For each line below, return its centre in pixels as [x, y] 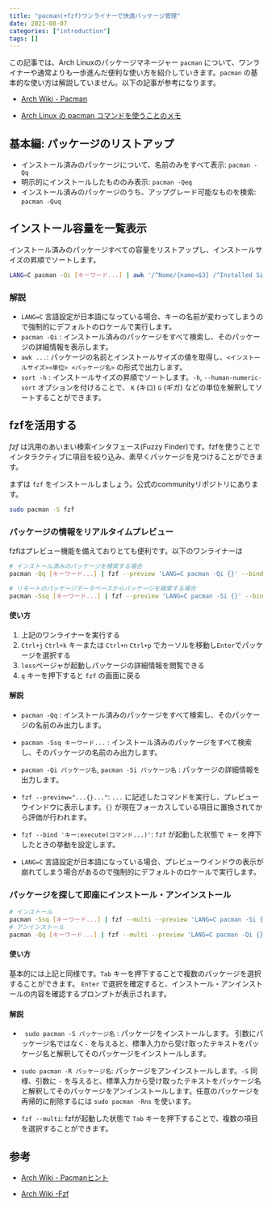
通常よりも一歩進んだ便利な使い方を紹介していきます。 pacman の [144, 73]
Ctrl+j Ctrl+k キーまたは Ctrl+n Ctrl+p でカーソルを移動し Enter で [132, 645]
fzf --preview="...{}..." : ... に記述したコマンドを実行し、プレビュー [140, 797]
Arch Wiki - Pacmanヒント [65, 1177]
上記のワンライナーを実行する [70, 635]
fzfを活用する [43, 426]
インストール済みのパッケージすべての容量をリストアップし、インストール [132, 249]
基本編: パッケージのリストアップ [92, 144]
